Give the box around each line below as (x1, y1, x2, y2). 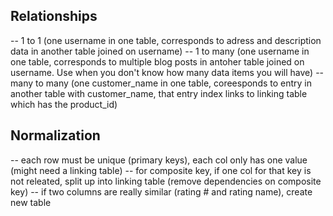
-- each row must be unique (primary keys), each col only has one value (10, 154, 308, 166)
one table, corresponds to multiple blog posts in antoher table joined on (10, 55, 305, 68)
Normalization (10, 127, 101, 144)
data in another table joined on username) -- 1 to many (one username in (10, 45, 310, 57)
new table (10, 196, 52, 208)
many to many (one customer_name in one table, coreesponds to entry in (10, 77, 313, 89)
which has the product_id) (10, 98, 118, 110)
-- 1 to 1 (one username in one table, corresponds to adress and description (10, 34, 322, 46)
